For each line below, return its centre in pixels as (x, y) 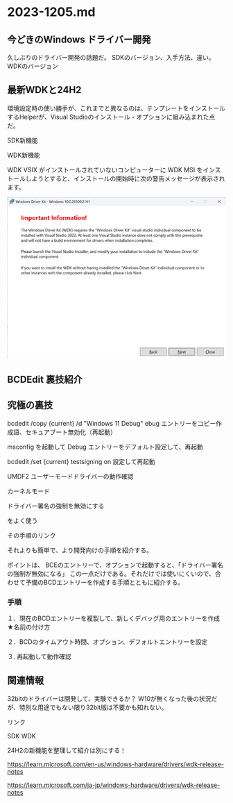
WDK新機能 (24, 155)
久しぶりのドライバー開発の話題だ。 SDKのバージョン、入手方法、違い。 (111, 57)
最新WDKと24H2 (44, 90)
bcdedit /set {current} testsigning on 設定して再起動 (81, 461)
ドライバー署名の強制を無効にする (56, 506)
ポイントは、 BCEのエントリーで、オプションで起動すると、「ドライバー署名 (115, 565)
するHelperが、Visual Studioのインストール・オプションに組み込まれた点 (111, 117)
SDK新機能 (23, 140)
